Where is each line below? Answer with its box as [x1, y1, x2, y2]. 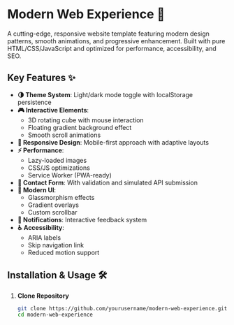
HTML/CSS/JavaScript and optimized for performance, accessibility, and [7, 44, 217, 52]
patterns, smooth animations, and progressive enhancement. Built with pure [7, 36, 226, 45]
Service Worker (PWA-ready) [27, 171, 112, 179]
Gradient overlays [27, 201, 79, 209]
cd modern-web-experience [17, 311, 93, 319]
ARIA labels [27, 233, 61, 242]
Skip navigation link [27, 240, 85, 249]
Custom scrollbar [27, 208, 78, 216]
